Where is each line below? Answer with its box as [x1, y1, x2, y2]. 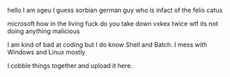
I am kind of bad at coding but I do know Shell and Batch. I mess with [7, 41, 207, 48]
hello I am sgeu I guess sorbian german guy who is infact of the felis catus [7, 6, 223, 14]
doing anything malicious [7, 27, 80, 35]
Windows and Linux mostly [7, 48, 86, 56]
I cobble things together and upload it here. [7, 62, 133, 69]
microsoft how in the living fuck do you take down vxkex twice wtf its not [7, 20, 219, 27]
